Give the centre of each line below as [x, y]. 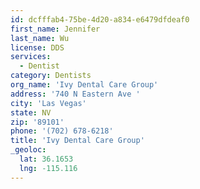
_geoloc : [28, 150]
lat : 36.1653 [46, 159]
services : [31, 57]
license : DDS [37, 47]
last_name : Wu [40, 38]
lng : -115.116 [48, 168]
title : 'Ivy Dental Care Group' [77, 141]
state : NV [31, 112]
